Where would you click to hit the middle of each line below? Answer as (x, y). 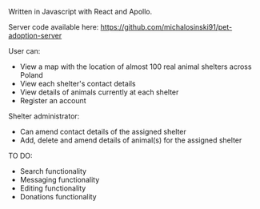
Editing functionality (53, 188)
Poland (32, 75)
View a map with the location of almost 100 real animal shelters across (136, 66)
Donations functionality (58, 197)
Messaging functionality (60, 180)
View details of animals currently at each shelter (99, 92)
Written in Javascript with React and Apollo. (80, 12)
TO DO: (21, 156)
